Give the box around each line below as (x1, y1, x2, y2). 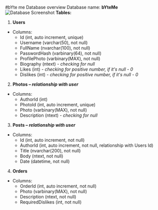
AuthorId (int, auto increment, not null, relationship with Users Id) (19, 142, 153, 148)
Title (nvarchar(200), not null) (19, 148, 81, 153)
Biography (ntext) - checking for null (19, 61, 95, 67)
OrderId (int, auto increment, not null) (19, 183, 96, 189)
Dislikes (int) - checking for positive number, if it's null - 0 (19, 72, 138, 77)
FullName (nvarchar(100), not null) (19, 45, 90, 51)
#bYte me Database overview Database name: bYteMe (5, 5, 118, 10)
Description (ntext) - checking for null (19, 112, 97, 118)
